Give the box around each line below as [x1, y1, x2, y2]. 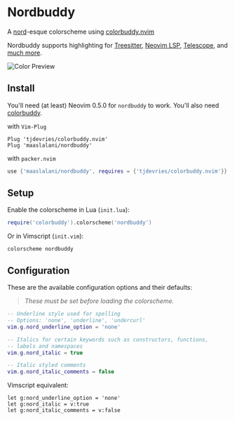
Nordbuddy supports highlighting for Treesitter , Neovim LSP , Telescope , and [7, 41, 228, 49]
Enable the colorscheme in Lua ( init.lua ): [7, 206, 130, 214]
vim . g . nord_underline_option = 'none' [7, 323, 121, 330]
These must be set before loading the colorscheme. [24, 297, 175, 305]
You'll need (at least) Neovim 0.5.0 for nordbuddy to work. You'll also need [7, 101, 220, 109]
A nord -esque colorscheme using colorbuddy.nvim [7, 27, 154, 36]
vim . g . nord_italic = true [7, 349, 83, 356]
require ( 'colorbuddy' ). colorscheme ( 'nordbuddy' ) [7, 219, 152, 227]
